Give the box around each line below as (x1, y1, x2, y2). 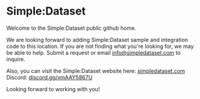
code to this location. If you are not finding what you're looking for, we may (6, 43, 195, 50)
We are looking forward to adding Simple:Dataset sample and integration (6, 36, 188, 43)
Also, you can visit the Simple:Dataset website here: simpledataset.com (6, 67, 185, 74)
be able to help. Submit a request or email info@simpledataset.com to (6, 49, 181, 56)
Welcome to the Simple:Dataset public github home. (6, 24, 137, 32)
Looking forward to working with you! (6, 85, 100, 92)
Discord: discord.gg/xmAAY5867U (6, 73, 93, 81)
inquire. (6, 55, 26, 63)
